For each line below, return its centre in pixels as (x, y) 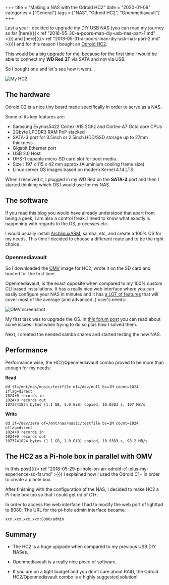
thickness (22, 142)
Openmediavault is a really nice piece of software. (65, 562)
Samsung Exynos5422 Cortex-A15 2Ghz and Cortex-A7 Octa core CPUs (87, 127)
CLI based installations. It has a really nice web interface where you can (80, 288)
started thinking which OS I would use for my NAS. (58, 185)
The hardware (28, 95)
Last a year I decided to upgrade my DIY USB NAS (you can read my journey (84, 28)
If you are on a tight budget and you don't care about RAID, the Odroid (86, 572)
